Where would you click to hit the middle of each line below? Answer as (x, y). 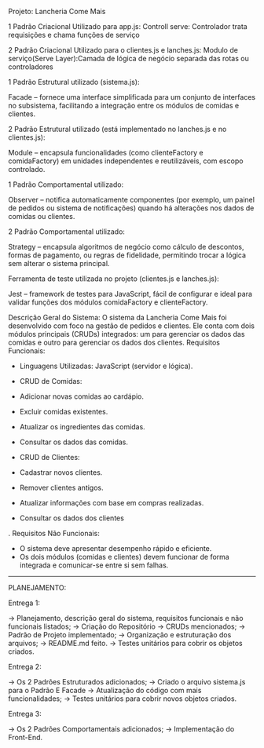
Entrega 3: (25, 714)
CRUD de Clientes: (49, 457)
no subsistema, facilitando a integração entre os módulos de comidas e (124, 106)
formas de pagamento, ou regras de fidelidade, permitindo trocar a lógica (127, 255)
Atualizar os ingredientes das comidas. (82, 427)
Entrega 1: (24, 603)
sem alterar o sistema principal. (59, 263)
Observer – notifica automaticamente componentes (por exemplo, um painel (132, 200)
